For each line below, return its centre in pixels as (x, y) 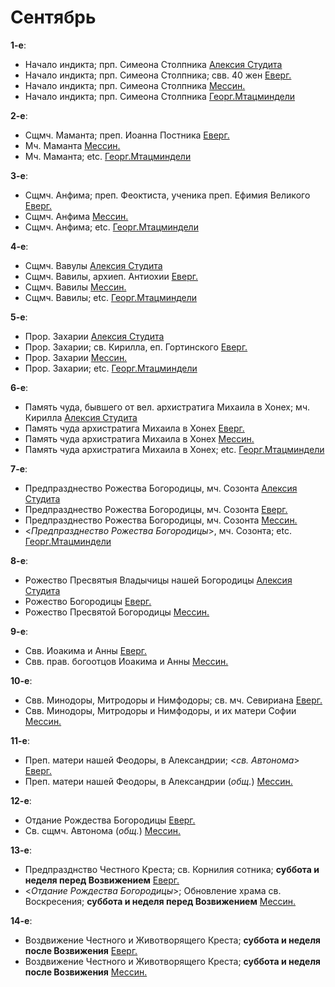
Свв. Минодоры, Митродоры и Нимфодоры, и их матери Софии (160, 710)
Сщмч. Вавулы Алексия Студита (93, 265)
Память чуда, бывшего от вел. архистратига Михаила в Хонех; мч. (167, 407)
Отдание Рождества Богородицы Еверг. (110, 820)
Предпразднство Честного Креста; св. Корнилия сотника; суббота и (172, 869)
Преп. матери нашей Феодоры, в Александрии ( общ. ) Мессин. (158, 781)
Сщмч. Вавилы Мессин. (75, 287)
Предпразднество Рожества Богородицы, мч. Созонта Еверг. (156, 509)
